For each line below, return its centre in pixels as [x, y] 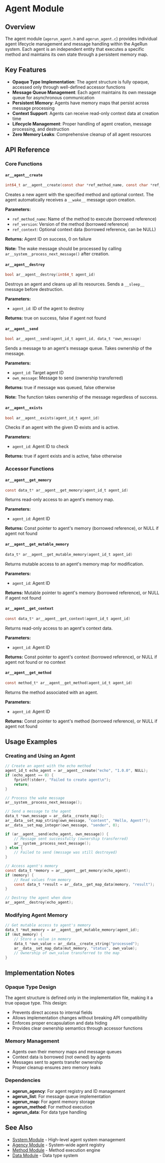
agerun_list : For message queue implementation [61, 1096]
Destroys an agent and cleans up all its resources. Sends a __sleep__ [75, 284]
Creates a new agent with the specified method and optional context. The [80, 195]
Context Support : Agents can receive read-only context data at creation [85, 113]
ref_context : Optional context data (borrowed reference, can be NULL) [84, 230]
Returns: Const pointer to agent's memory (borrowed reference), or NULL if [82, 528]
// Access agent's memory [31, 866]
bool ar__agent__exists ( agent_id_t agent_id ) [52, 418]
